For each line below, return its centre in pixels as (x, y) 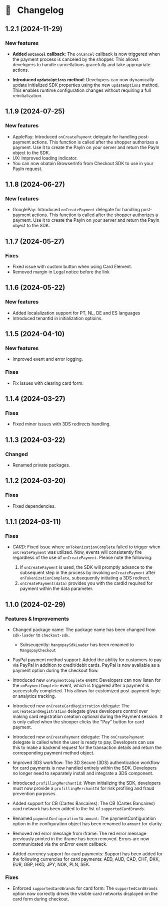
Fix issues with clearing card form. (48, 383)
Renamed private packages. (41, 465)
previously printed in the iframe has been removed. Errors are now (81, 839)
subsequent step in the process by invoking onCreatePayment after (88, 573)
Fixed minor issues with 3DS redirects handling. (61, 424)
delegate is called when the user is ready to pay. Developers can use (83, 742)
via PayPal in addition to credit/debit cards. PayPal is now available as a (86, 665)
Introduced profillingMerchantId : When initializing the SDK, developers (86, 783)
